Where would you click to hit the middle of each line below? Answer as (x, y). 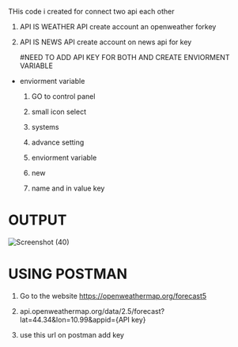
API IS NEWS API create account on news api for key (106, 42)
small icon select (59, 111)
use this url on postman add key (72, 334)
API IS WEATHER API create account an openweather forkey (118, 26)
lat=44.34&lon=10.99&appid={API (75, 319)
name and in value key (68, 188)
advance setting (58, 142)
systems (45, 127)
